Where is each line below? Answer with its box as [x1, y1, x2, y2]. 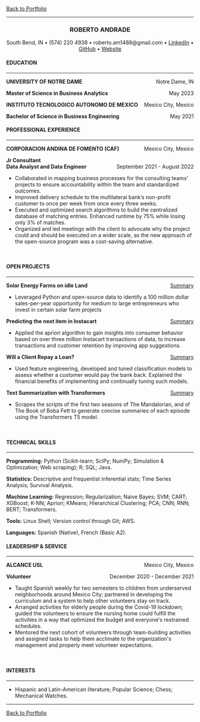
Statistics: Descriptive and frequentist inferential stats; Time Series [6, 475, 171, 482]
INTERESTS [6, 667, 36, 674]
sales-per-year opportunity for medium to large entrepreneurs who [14, 299, 180, 306]
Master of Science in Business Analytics [6, 89, 108, 97]
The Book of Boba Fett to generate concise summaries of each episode [14, 407, 190, 414]
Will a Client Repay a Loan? [6, 353, 74, 360]
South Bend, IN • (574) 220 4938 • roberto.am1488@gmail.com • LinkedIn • [6, 39, 194, 47]
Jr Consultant [6, 156, 41, 163]
